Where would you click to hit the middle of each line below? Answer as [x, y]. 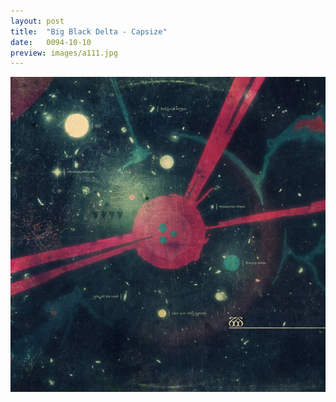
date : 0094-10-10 [51, 42]
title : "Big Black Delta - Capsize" [89, 31]
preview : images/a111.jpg [64, 53]
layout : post [37, 21]
